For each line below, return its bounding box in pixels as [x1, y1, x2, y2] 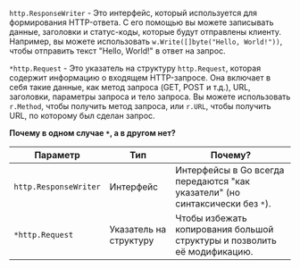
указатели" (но [175, 187, 241, 198]
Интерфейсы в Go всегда [175, 164, 285, 176]
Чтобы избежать [175, 212, 247, 224]
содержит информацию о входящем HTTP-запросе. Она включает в [9, 72, 271, 83]
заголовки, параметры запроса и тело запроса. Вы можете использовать [9, 91, 291, 102]
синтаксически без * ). [175, 198, 271, 209]
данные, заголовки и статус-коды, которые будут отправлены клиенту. [9, 27, 282, 37]
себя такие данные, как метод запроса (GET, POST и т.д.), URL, [9, 82, 252, 92]
